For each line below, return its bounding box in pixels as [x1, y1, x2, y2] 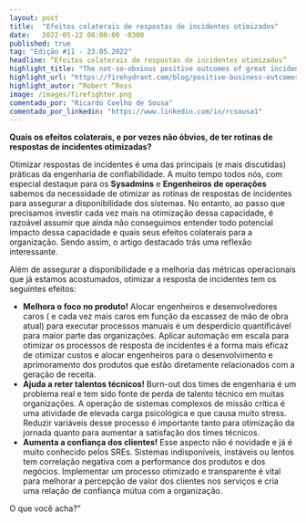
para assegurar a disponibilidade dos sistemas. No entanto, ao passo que [9, 198, 285, 209]
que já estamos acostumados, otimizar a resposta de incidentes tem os [9, 274, 277, 285]
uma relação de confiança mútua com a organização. [22, 486, 223, 497]
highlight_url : [9, 73, 67, 82]
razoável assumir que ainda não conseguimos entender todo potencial [9, 217, 273, 228]
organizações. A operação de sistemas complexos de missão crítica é [22, 398, 285, 409]
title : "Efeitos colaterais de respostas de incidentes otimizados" [9, 22, 280, 31]
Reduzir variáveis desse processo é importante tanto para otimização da [22, 417, 295, 429]
